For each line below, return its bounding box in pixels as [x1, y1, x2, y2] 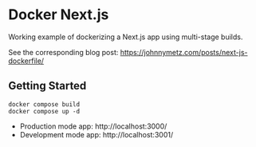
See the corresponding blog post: [8, 47, 119, 57]
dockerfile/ [8, 56, 45, 66]
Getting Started [8, 79, 87, 93]
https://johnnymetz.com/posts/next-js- [120, 47, 248, 57]
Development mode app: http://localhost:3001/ [19, 129, 174, 139]
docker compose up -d [8, 107, 81, 115]
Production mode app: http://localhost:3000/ [19, 121, 167, 131]
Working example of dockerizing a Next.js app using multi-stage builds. [8, 32, 243, 42]
